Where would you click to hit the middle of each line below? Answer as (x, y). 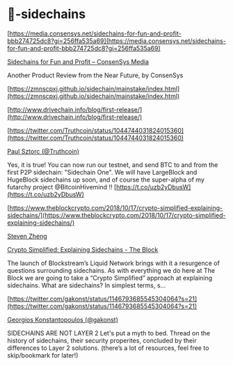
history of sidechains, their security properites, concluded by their (102, 340)
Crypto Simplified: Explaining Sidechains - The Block (83, 249)
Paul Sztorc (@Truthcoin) (43, 151)
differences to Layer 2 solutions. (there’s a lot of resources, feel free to (108, 348)
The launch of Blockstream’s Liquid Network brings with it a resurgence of (114, 263)
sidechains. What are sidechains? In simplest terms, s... (87, 285)
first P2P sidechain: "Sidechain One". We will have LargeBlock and (102, 172)
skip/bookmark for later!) (43, 355)
